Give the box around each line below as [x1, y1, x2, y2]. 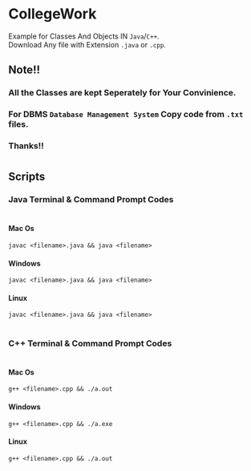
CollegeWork [8, 5, 97, 23]
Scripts [8, 170, 46, 184]
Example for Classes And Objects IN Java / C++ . [8, 31, 160, 41]
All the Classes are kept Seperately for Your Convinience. [8, 87, 237, 99]
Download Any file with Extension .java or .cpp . [8, 39, 167, 49]
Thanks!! [8, 140, 44, 152]
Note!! [8, 63, 41, 77]
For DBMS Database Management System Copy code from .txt [8, 109, 244, 120]
